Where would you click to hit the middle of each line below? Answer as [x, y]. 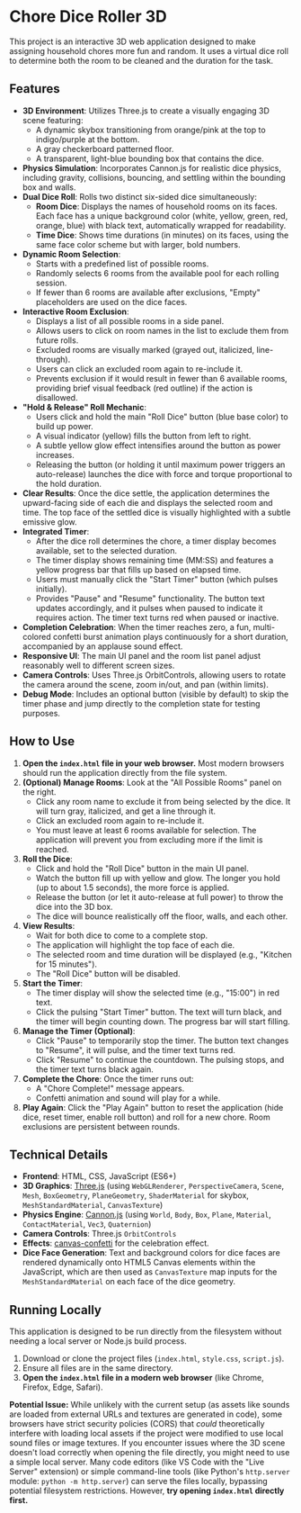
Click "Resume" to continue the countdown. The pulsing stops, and [160, 1059]
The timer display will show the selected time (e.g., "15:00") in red [158, 993]
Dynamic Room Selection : [71, 254]
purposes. [41, 713]
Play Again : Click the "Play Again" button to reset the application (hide [153, 1107]
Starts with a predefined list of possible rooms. [122, 264]
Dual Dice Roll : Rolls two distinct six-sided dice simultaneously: [140, 196]
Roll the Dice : [48, 859]
